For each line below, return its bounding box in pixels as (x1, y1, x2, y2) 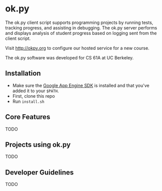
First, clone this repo (12, 93, 55, 99)
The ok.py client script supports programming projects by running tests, (5, 19, 153, 25)
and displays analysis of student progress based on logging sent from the (5, 30, 157, 36)
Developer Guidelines (5, 168, 74, 177)
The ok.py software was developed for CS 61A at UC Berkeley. (5, 54, 134, 60)
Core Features (5, 113, 50, 121)
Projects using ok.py (5, 140, 71, 149)
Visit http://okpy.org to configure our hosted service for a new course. (5, 45, 149, 51)
